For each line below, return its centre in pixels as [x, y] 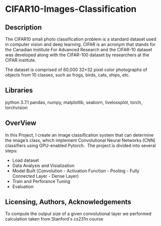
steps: [11, 151]
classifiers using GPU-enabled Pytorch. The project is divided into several [80, 145]
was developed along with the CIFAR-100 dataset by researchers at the [77, 55]
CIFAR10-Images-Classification [71, 9]
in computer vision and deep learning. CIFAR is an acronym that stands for [80, 44]
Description [23, 27]
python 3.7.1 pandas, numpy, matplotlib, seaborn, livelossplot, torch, [74, 102]
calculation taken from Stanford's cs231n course [54, 219]
